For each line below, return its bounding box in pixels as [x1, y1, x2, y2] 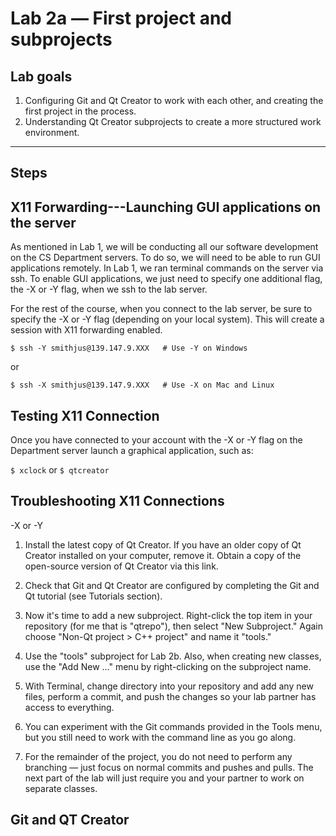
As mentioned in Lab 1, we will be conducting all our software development [10, 241, 319, 253]
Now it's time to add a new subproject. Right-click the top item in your [24, 609, 313, 621]
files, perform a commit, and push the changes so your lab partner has [24, 690, 317, 702]
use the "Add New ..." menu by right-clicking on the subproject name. [24, 660, 312, 672]
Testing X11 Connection [10, 407, 160, 424]
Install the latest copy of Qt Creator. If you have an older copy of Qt [24, 538, 302, 551]
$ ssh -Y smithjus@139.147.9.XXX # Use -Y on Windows [10, 343, 248, 354]
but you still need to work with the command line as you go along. [24, 731, 297, 743]
